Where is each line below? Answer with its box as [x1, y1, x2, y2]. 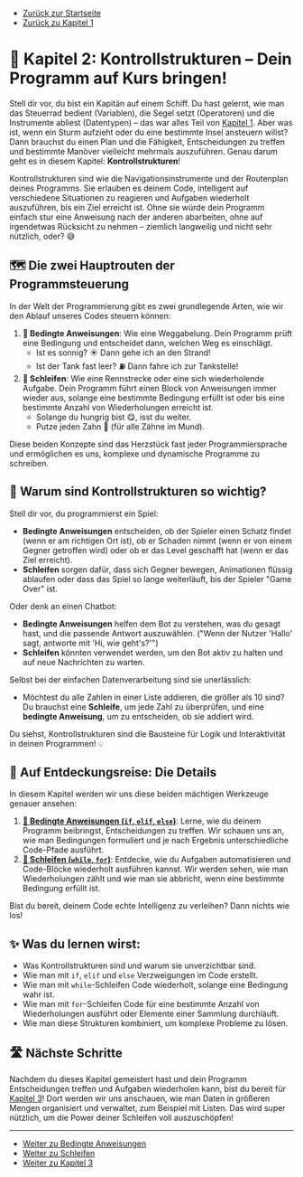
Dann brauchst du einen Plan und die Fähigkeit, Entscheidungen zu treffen [9, 136, 286, 147]
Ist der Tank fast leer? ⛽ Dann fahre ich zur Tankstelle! [35, 361, 239, 372]
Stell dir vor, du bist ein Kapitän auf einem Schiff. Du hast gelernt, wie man [9, 98, 285, 108]
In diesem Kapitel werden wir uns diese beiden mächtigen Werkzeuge [9, 788, 269, 799]
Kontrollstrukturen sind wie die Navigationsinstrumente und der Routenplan [9, 173, 289, 184]
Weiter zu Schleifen [22, 1148, 96, 1158]
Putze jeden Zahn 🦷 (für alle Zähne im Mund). [35, 420, 206, 432]
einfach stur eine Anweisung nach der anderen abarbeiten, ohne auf [9, 212, 263, 222]
